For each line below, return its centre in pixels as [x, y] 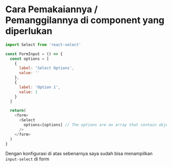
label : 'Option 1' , [39, 87]
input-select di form [27, 159]
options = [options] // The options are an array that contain [90, 125]
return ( [18, 111]
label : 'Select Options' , [46, 68]
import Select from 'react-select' [43, 44]
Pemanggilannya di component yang [85, 20]
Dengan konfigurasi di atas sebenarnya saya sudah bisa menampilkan [79, 154]
